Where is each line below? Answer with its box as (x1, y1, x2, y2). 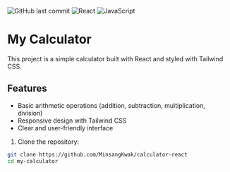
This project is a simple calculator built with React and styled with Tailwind (7, 54, 224, 63)
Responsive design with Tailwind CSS (17, 116, 127, 125)
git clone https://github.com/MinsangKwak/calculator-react (7, 151, 188, 158)
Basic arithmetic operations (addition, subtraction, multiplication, (17, 101, 206, 109)
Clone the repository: (17, 137, 80, 146)
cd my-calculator (7, 157, 59, 165)
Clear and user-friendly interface (17, 123, 114, 132)
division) (17, 109, 43, 117)
